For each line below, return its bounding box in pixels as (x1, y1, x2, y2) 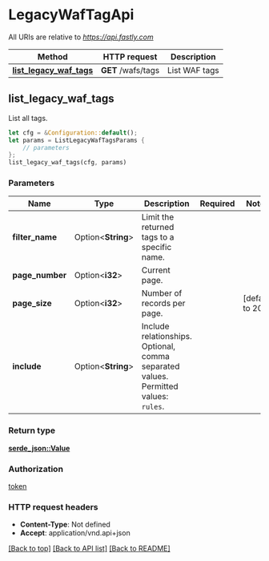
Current (141, 264, 171, 276)
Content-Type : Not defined (19, 519, 110, 530)
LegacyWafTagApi (8, 6, 134, 24)
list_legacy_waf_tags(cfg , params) (8, 159, 127, 167)
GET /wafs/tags (100, 64, 160, 75)
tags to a (141, 232, 175, 243)
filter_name (12, 232, 58, 243)
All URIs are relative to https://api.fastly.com (8, 32, 154, 42)
